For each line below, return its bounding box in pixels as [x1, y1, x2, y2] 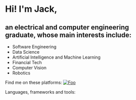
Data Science [12, 49, 40, 55]
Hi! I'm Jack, [5, 3, 58, 15]
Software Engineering [12, 44, 57, 50]
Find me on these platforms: [5, 80, 63, 85]
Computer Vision [12, 65, 47, 70]
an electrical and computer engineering [5, 23, 129, 32]
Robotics [12, 70, 31, 76]
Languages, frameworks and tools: [5, 89, 76, 95]
